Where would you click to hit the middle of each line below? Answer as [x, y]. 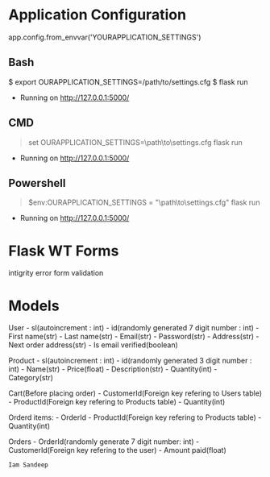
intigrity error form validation [56, 273]
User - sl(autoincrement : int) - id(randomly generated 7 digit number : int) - [134, 328]
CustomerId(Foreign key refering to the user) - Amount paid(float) [118, 450]
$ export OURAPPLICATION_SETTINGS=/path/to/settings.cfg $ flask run [128, 81]
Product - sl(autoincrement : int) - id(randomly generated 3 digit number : [130, 361]
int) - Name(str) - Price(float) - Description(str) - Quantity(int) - [113, 369]
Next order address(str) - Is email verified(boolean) [93, 345]
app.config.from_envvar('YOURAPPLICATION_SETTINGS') [105, 37]
